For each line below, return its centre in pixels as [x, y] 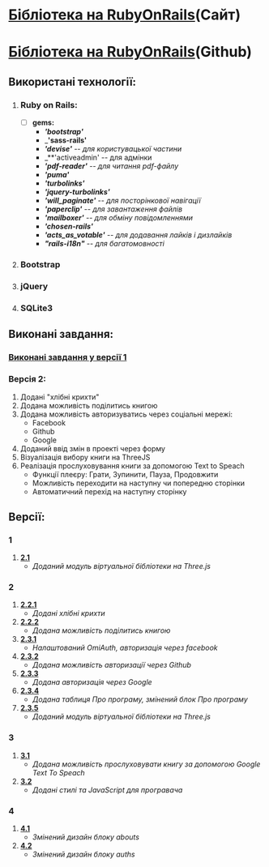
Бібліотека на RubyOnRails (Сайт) [125, 15]
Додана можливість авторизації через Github [112, 665]
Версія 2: [28, 379]
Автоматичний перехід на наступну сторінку [109, 491]
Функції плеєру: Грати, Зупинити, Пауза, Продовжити [125, 474]
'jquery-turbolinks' [77, 192]
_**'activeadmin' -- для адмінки [98, 158]
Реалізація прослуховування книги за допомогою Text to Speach [132, 466]
